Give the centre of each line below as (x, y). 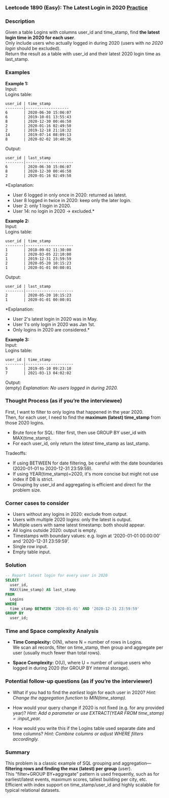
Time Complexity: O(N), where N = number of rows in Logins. (78, 642)
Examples (18, 73)
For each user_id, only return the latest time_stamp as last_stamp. (81, 443)
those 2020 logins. (25, 422)
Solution (16, 565)
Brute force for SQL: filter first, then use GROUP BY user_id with (79, 433)
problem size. (27, 490)
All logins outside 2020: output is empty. (55, 530)
